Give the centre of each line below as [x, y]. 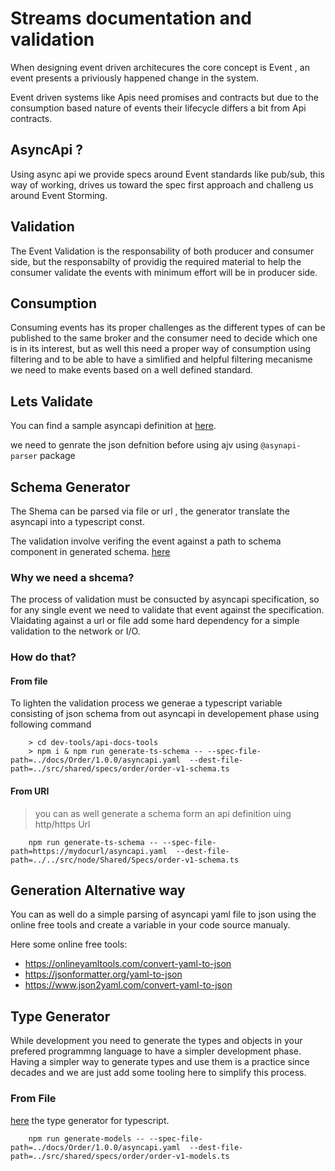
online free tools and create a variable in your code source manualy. [150, 925]
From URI [30, 791]
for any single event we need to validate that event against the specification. [167, 610]
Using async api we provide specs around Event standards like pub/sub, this [167, 174]
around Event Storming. [59, 195]
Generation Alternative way [98, 890]
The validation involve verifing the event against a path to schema [146, 541]
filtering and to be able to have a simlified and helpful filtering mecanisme [161, 359]
